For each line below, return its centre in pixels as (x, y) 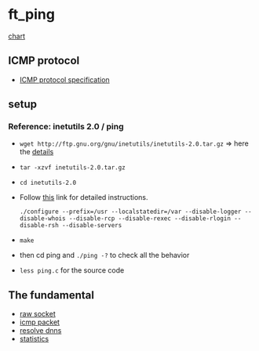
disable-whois (42, 219)
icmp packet (40, 322)
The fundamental (51, 295)
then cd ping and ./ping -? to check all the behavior (104, 255)
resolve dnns (40, 331)
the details (36, 152)
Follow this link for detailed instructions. (84, 197)
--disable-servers (92, 226)
